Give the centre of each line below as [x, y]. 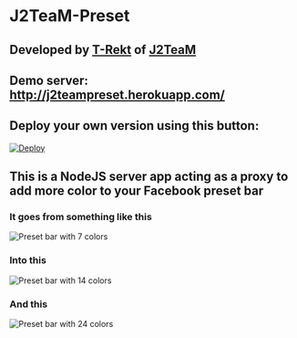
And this [29, 304]
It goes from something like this [81, 217]
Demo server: [49, 80]
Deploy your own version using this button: [134, 126]
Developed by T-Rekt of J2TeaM [103, 50]
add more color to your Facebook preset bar [137, 191]
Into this [28, 260]
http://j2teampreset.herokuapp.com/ [118, 95]
